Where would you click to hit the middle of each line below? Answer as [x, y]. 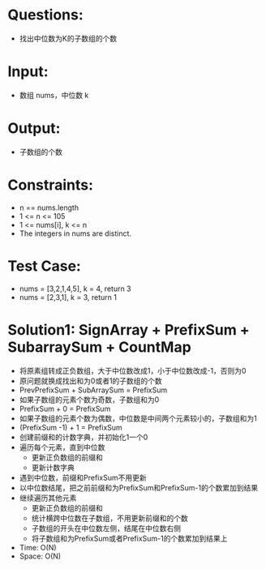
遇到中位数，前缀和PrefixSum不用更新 [83, 477]
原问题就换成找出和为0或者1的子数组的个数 [91, 381]
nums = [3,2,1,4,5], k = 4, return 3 [75, 289]
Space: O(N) [40, 556]
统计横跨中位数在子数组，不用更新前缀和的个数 [109, 518]
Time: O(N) [38, 547]
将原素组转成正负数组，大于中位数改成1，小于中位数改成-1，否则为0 [133, 370]
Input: [28, 72]
